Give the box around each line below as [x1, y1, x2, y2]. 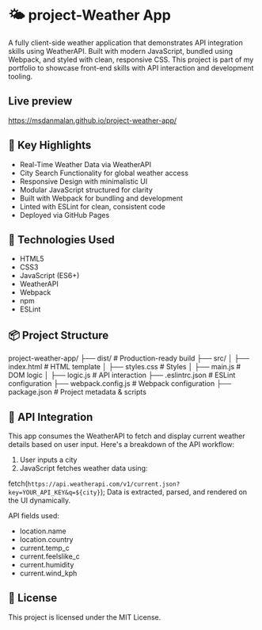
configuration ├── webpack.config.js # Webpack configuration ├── [8, 379, 232, 388]
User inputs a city [19, 455, 78, 464]
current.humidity [19, 560, 74, 569]
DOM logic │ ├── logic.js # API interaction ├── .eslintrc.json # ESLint [8, 370, 236, 380]
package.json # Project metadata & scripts [8, 388, 146, 397]
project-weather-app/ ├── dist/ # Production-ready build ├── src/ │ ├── [8, 353, 249, 363]
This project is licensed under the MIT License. [8, 612, 161, 622]
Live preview [8, 94, 73, 108]
